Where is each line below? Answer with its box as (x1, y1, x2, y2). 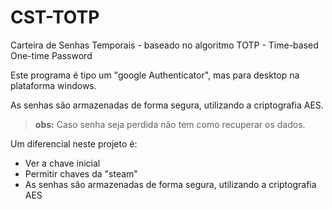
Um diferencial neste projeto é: (10, 137, 138, 150)
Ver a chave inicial (24, 157, 101, 169)
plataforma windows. (10, 79, 97, 91)
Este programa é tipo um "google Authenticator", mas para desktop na (10, 69, 300, 81)
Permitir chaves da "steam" (24, 167, 138, 180)
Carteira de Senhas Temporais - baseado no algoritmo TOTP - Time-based (10, 39, 319, 51)
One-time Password (10, 49, 93, 61)
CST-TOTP (10, 6, 100, 29)
